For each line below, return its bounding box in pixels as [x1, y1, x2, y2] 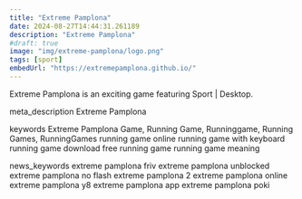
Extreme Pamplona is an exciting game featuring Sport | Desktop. [9, 88, 254, 99]
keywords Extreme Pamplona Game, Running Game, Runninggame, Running [9, 123, 294, 134]
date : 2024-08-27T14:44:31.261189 [9, 22, 141, 31]
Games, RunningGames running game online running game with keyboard [9, 133, 286, 144]
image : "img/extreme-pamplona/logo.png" [9, 47, 165, 56]
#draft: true [9, 38, 59, 48]
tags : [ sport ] [9, 55, 63, 64]
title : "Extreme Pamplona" [9, 13, 112, 23]
